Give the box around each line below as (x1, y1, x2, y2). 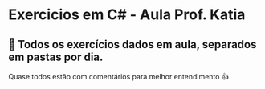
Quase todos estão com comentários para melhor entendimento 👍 (8, 72, 229, 81)
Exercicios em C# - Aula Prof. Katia (8, 6, 246, 24)
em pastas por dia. (8, 50, 104, 63)
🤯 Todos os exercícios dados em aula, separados (8, 38, 257, 51)
